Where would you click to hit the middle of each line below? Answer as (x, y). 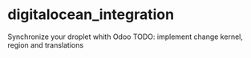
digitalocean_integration (91, 15)
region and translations (46, 44)
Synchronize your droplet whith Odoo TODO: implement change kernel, (125, 37)
